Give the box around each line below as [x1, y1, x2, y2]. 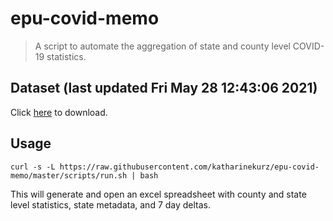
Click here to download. [10, 106, 108, 118]
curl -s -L [10, 162, 56, 172]
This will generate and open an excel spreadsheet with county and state [10, 188, 307, 200]
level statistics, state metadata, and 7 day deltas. [10, 198, 212, 211]
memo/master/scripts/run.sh [10, 170, 128, 181]
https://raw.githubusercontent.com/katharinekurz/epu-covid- [59, 162, 320, 172]
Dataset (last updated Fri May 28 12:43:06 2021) [10, 80, 318, 97]
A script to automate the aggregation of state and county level [34, 40, 291, 52]
